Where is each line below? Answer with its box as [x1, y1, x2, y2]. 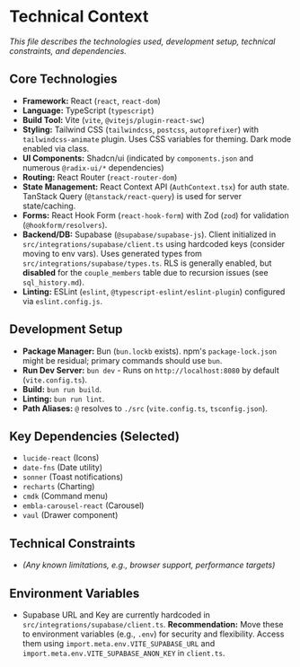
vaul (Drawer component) [22, 510, 119, 521]
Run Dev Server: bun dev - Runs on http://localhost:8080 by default [22, 364, 280, 375]
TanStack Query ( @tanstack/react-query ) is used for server [22, 190, 243, 201]
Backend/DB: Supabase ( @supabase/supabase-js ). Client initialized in [22, 229, 277, 240]
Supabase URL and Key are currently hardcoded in [22, 610, 211, 620]
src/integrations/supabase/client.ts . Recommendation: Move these [22, 619, 284, 629]
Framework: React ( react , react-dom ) [22, 95, 162, 106]
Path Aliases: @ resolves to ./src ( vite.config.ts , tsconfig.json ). [22, 402, 268, 414]
